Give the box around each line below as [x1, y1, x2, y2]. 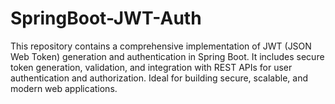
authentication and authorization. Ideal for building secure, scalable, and [10, 72, 309, 84]
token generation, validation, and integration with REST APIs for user [10, 61, 293, 73]
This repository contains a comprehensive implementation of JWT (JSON [10, 40, 312, 52]
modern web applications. [10, 82, 118, 94]
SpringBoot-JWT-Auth [10, 7, 202, 30]
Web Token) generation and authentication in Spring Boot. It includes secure [10, 50, 325, 62]
